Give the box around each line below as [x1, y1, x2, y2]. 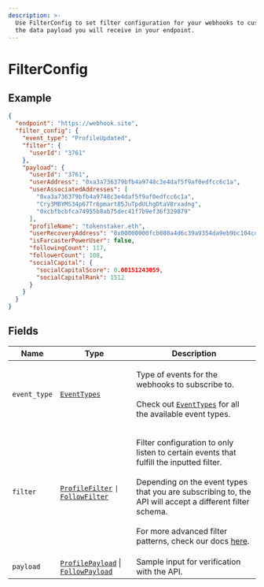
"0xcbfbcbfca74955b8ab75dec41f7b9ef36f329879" [36, 207, 192, 215]
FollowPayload [60, 567, 113, 576]
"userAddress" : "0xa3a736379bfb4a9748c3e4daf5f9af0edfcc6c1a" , [28, 178, 241, 186]
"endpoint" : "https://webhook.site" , [15, 120, 139, 128]
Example [8, 91, 52, 105]
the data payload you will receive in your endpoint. [15, 26, 195, 34]
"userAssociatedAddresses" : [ [28, 186, 128, 194]
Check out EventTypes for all [136, 399, 240, 410]
